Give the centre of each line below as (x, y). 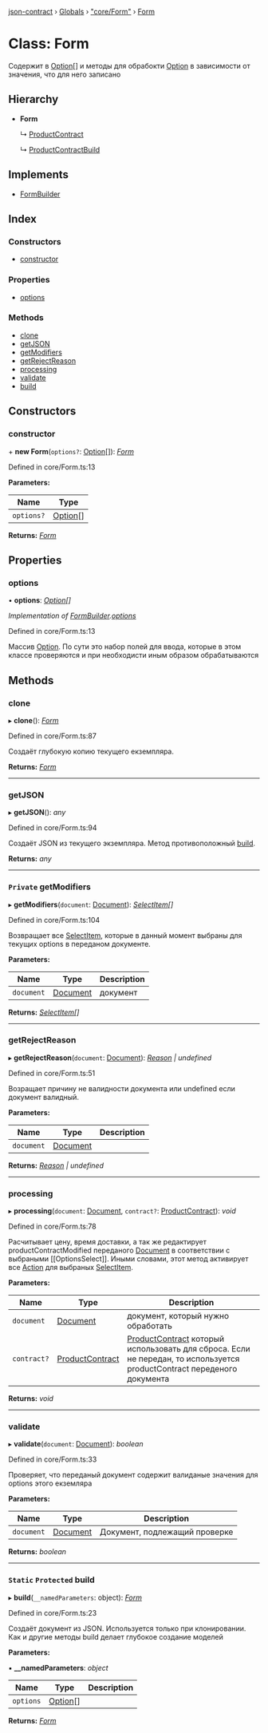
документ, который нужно (178, 1316)
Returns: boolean (37, 1552)
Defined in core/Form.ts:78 (53, 1227)
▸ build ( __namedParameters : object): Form (75, 1597)
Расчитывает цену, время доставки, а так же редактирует (108, 1242)
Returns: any (30, 859)
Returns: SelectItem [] (44, 1012)
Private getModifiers (50, 887)
